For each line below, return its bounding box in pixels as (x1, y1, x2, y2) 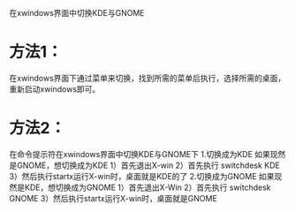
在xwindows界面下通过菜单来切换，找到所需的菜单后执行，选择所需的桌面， (9, 72, 286, 83)
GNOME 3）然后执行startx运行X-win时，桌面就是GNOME (9, 193, 218, 203)
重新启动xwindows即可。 (9, 83, 101, 95)
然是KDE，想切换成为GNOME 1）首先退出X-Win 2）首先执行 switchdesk (9, 182, 271, 193)
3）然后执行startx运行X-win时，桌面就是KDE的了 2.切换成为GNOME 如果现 (9, 170, 283, 181)
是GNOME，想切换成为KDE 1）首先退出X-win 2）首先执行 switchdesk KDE (9, 160, 280, 170)
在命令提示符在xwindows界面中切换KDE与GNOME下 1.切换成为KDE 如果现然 (9, 148, 286, 159)
